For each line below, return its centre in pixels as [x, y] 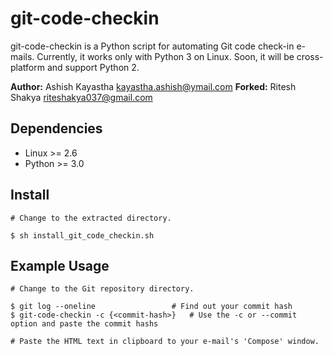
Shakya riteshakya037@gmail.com [81, 97]
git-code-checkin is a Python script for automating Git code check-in [152, 46]
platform [27, 67]
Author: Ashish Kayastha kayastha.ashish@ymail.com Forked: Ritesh [153, 86]
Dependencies [56, 128]
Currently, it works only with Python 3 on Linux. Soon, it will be [165, 56]
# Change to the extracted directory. [91, 218]
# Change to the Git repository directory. [102, 289]
